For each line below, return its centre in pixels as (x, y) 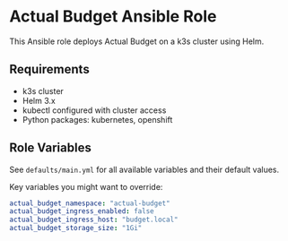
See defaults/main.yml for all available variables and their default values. (144, 169)
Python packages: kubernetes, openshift (97, 119)
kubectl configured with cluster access (94, 110)
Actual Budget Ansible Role (113, 17)
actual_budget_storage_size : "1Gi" (76, 228)
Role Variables (50, 148)
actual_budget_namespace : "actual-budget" (90, 203)
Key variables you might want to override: (86, 186)
